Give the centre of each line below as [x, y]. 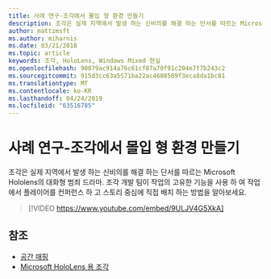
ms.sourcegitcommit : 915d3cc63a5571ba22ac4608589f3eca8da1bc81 [117, 76]
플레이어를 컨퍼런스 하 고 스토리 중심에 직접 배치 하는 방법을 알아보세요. [135, 192]
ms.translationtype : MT [48, 83]
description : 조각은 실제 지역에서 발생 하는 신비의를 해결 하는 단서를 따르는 [123, 23]
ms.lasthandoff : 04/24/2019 [56, 98]
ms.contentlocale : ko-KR [50, 91]
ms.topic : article [39, 53]
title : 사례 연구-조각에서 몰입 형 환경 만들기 [76, 16]
